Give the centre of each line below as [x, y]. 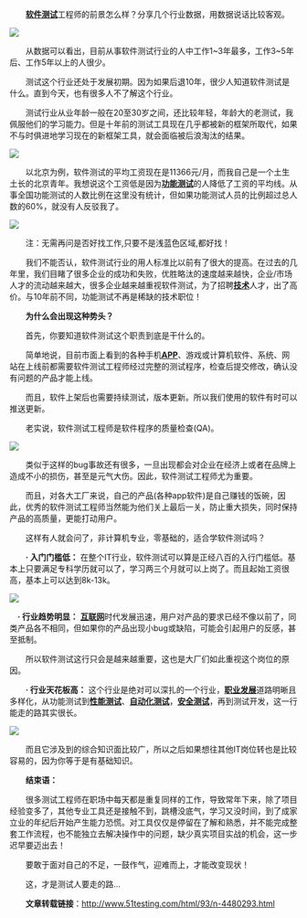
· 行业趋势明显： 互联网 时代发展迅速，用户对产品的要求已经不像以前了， [153, 617]
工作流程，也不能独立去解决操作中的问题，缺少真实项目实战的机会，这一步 [157, 834]
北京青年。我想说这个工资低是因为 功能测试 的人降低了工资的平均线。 [161, 183]
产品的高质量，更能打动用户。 [65, 518]
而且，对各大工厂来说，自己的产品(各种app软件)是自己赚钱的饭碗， [152, 496]
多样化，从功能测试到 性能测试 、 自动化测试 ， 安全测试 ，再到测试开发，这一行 [153, 701]
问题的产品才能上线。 [57, 378]
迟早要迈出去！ [37, 845]
